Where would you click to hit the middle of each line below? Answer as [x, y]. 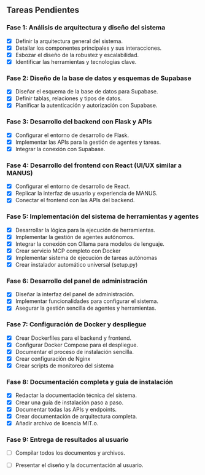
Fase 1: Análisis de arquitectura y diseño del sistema [86, 28]
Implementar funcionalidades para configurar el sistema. [87, 301]
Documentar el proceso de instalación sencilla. [74, 351]
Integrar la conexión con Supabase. [60, 149]
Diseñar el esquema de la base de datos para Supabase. [87, 92]
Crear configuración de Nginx [53, 359]
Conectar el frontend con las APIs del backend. [75, 200]
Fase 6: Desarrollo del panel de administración [77, 281]
